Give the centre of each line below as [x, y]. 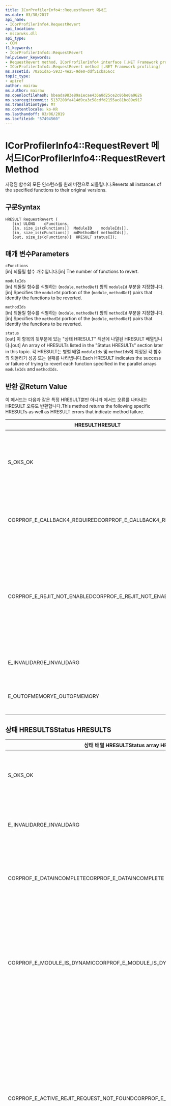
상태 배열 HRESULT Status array [121, 745]
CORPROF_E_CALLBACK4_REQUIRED [53, 520]
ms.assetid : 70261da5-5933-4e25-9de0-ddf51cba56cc [60, 72]
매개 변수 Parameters [37, 254]
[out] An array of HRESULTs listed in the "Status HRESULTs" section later [87, 345]
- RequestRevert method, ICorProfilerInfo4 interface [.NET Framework [82, 62]
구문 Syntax [23, 207]
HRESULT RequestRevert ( [32, 219]
